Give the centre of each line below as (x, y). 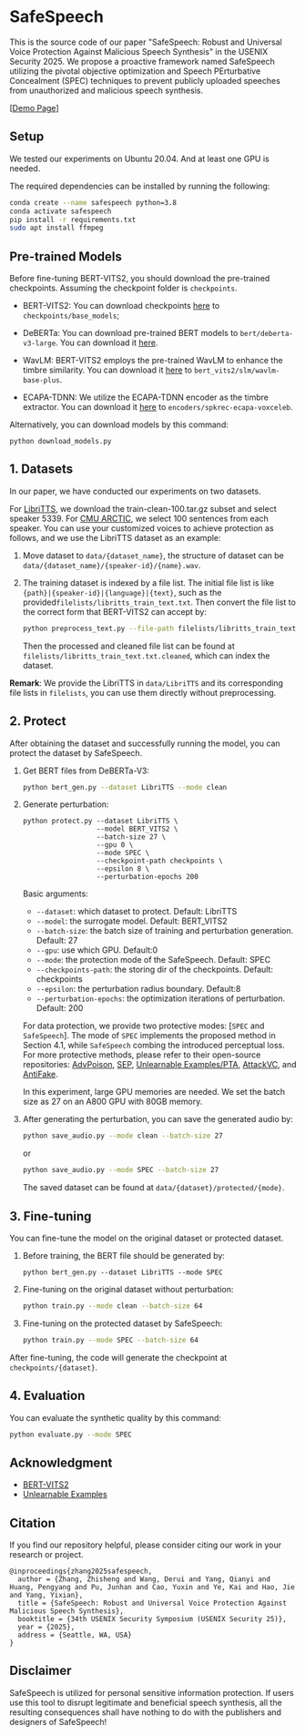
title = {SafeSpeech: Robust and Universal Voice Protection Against (152, 1603)
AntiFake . (41, 1074)
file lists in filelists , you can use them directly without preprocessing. (143, 692)
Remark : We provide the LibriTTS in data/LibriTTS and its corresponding (147, 683)
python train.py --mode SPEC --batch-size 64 (110, 1340)
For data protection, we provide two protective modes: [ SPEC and (143, 1026)
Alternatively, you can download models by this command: (119, 424)
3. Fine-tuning (51, 1216)
